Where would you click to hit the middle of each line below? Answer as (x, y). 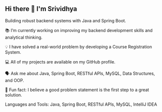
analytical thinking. (24, 37)
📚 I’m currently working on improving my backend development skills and (79, 30)
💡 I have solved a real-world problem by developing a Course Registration (79, 47)
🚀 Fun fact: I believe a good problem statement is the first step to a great (77, 90)
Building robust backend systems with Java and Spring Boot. (66, 20)
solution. (14, 95)
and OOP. (15, 80)
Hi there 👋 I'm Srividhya (41, 9)
